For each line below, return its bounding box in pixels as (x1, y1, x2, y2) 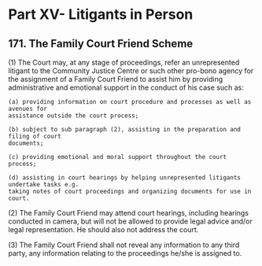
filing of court (8, 132, 61, 140)
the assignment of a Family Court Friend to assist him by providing (8, 75, 223, 83)
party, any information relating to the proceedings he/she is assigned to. (8, 249, 242, 257)
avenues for (8, 105, 47, 113)
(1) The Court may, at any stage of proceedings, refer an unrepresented (8, 57, 240, 67)
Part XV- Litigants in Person (8, 6, 194, 24)
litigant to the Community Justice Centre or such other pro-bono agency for (8, 66, 254, 76)
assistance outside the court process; (8, 112, 139, 120)
